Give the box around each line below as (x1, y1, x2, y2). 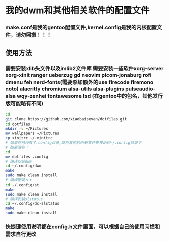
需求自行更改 (5, 230, 37, 237)
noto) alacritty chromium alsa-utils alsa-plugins (5, 85, 125, 92)
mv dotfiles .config (5, 154, 49, 159)
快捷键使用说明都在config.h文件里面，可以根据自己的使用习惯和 (5, 223, 160, 230)
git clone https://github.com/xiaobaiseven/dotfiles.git (5, 116, 127, 122)
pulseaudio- (125, 85, 156, 92)
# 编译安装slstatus (5, 196, 43, 202)
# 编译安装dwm (5, 159, 32, 164)
